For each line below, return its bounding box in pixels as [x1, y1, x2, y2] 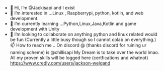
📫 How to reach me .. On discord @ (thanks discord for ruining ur [10, 42, 147, 48]
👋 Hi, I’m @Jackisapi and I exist [10, 5, 75, 10]
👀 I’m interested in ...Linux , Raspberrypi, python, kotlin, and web [10, 10, 144, 16]
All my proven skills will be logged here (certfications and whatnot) [10, 55, 148, 60]
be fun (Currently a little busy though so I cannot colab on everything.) [10, 36, 156, 42]
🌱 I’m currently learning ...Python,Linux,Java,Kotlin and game [10, 20, 137, 26]
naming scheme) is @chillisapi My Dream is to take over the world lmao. [10, 49, 159, 55]
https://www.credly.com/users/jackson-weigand [10, 60, 111, 66]
